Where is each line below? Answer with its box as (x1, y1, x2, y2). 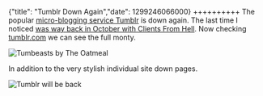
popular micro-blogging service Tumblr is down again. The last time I (8, 15, 239, 25)
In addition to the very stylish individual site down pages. (8, 64, 198, 73)
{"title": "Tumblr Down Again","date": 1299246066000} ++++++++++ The (8, 7, 255, 16)
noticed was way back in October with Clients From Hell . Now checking (8, 24, 247, 33)
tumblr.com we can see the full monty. (8, 32, 136, 42)
